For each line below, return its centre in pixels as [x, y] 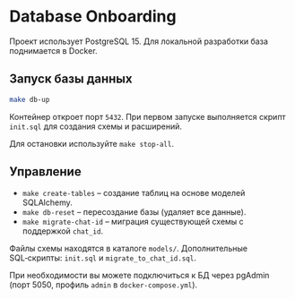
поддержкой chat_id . [63, 231]
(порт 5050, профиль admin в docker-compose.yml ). [104, 285]
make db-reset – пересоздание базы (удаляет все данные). [134, 212]
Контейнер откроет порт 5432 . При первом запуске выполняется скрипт [147, 116]
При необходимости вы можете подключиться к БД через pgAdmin [139, 276]
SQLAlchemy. [48, 202]
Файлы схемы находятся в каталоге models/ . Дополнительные [129, 249]
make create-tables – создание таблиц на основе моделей [134, 193]
